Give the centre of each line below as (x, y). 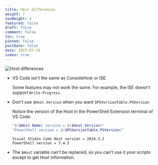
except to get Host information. (44, 157)
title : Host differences (30, 9)
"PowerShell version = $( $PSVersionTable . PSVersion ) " (68, 130)
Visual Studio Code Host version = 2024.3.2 (58, 139)
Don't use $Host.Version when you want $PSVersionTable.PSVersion (81, 102)
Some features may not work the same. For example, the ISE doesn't (81, 88)
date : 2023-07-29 (23, 50)
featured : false (22, 23)
